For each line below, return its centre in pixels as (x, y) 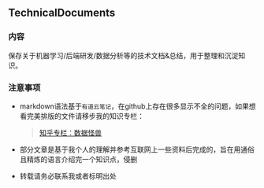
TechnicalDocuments (62, 13)
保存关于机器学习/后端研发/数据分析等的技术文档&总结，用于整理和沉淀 (123, 55)
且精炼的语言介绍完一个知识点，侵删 (78, 159)
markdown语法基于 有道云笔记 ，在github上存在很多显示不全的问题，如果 (134, 106)
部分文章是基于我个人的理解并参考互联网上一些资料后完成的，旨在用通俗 (137, 149)
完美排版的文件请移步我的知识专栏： (85, 116)
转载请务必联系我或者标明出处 (68, 175)
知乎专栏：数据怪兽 (71, 132)
